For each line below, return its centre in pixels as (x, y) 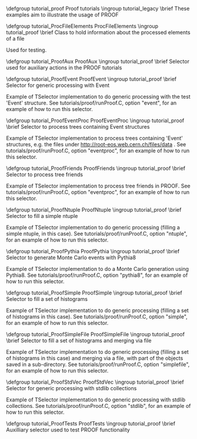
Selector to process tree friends (45, 175)
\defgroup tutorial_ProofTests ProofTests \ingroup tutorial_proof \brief (91, 423)
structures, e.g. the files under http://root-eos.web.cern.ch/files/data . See (96, 144)
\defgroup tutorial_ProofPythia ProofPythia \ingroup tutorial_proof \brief (93, 251)
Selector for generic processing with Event (58, 85)
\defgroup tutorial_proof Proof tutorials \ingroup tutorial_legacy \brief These (98, 9)
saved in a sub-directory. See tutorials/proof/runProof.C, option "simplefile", (98, 364)
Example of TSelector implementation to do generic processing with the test (98, 97)
